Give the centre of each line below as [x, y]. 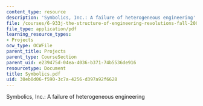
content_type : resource [36, 12]
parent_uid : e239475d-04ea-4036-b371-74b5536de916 [71, 62]
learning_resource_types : [39, 35]
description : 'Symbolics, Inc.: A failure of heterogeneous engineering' [101, 18]
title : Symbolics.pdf [34, 74]
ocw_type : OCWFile [29, 46]
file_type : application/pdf [42, 29]
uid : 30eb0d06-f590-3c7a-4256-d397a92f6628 [62, 79]
